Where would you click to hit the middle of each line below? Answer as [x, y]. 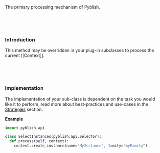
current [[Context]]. [25, 55]
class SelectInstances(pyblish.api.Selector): [53, 137]
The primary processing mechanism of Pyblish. [53, 7]
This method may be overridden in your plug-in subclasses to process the [80, 51]
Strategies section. [24, 109]
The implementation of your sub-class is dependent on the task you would [80, 99]
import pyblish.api [25, 128]
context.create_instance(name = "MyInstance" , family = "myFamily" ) [81, 146]
